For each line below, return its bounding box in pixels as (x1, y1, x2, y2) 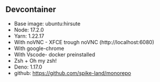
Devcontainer (5, 5, 56, 15)
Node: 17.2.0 (13, 26, 45, 33)
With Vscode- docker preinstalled (13, 51, 96, 58)
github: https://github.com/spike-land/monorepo (13, 69, 131, 76)
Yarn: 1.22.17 (13, 32, 45, 40)
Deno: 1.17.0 (13, 63, 42, 70)
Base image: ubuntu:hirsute (13, 20, 81, 27)
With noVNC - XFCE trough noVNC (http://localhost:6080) (13, 38, 155, 45)
